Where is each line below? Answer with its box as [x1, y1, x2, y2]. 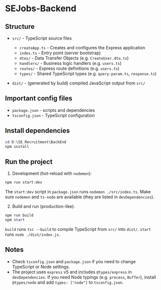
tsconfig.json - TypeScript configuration [12, 112, 95, 118]
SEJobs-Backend [5, 3, 76, 14]
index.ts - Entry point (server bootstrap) [19, 50, 101, 56]
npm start [5, 217, 25, 222]
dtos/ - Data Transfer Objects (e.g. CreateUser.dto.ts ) [19, 55, 129, 61]
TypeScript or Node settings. [12, 264, 71, 269]
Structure [5, 22, 35, 31]
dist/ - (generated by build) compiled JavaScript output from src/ [12, 80, 145, 86]
